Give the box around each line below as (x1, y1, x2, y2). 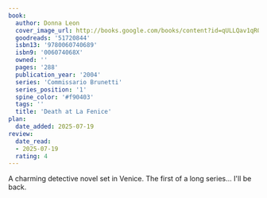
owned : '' (15, 56, 48, 64)
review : (8, 130, 34, 138)
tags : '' (15, 100, 44, 108)
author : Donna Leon (15, 19, 80, 27)
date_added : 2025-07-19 (15, 122, 94, 130)
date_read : (15, 137, 52, 146)
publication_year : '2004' (15, 71, 102, 79)
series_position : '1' (15, 85, 87, 94)
